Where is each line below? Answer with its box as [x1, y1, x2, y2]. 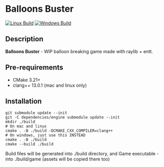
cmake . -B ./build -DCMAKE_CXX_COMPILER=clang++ [5, 128, 113, 133]
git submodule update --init [5, 110, 67, 115]
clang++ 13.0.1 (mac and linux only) [12, 82, 87, 88]
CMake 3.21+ [12, 77, 41, 83]
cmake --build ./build [5, 141, 54, 147]
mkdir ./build [5, 120, 36, 125]
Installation [5, 97, 42, 105]
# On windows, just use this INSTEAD [5, 133, 86, 138]
